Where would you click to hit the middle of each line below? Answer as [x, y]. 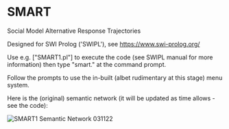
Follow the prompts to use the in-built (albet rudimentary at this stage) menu [115, 77]
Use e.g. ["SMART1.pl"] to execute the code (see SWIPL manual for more [110, 57]
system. [18, 85]
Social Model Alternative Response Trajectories [74, 31]
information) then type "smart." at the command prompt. [87, 64]
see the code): [27, 105]
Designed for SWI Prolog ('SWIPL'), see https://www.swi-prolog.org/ [104, 44]
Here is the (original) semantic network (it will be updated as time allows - [111, 98]
